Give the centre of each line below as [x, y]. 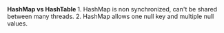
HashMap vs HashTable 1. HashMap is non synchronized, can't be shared [112, 9]
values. [17, 24]
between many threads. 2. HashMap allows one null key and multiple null [111, 16]
